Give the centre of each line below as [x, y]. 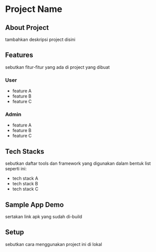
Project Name [34, 9]
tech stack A [25, 178]
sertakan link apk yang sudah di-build [44, 217]
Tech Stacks [25, 151]
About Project [27, 28]
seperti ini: [16, 169]
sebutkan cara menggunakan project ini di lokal [54, 244]
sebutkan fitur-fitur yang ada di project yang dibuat [58, 67]
